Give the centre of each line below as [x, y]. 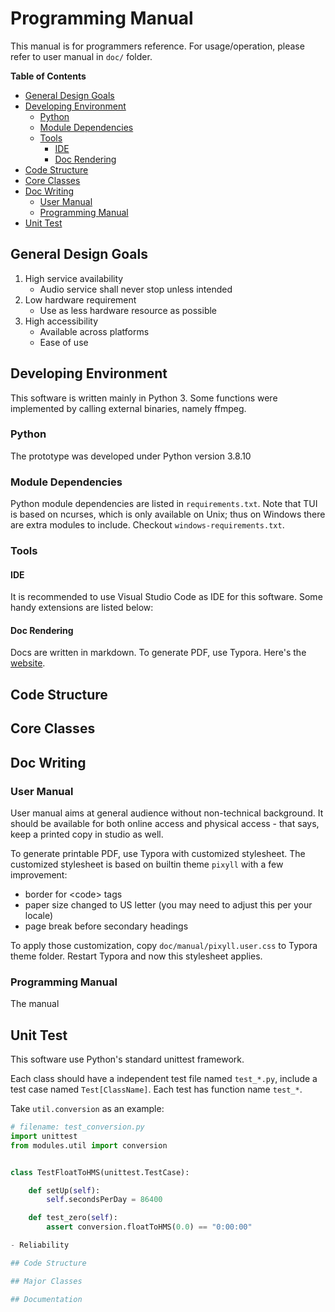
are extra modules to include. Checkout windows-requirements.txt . [147, 525]
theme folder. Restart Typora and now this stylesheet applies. [136, 956]
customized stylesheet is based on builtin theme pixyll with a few [147, 864]
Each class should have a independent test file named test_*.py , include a [164, 1079]
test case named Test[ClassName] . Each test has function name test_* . [156, 1089]
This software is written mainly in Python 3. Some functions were [144, 398]
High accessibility [61, 321]
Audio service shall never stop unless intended [136, 289]
